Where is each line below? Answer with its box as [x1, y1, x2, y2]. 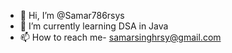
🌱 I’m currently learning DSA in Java [19, 20, 169, 32]
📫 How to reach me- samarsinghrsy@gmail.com [19, 31, 222, 43]
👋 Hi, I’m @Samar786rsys [19, 10, 125, 21]
